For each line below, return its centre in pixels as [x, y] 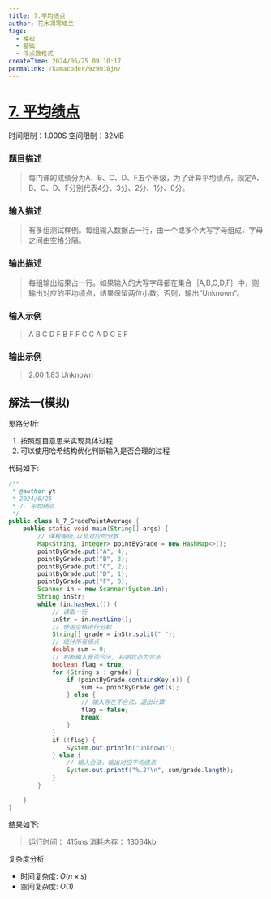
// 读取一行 [69, 612]
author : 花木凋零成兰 [41, 24]
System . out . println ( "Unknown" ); [121, 748]
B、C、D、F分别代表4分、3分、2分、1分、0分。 [109, 188]
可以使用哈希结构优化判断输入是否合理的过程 [95, 451]
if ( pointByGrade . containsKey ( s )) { [128, 680]
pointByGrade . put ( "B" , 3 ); [83, 559]
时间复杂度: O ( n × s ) [54, 876]
